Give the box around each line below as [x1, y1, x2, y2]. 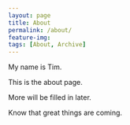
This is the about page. [8, 78, 83, 87]
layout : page [8, 11, 51, 20]
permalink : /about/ [8, 26, 72, 34]
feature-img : [8, 33, 51, 42]
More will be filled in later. [8, 93, 92, 102]
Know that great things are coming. [8, 108, 123, 118]
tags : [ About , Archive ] [8, 41, 87, 49]
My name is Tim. [8, 62, 62, 72]
